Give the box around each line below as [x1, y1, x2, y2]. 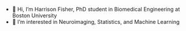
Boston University [12, 12, 57, 19]
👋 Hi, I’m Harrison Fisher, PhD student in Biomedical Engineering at [12, 6, 180, 13]
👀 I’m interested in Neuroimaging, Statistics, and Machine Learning [12, 18, 180, 25]
